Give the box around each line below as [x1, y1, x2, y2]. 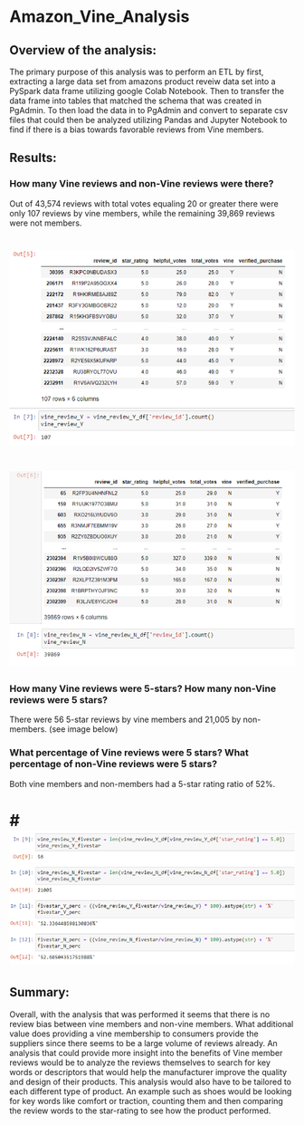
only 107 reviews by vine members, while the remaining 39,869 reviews [9, 207, 276, 218]
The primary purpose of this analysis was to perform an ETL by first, [9, 66, 264, 77]
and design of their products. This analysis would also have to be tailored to [9, 1076, 292, 1087]
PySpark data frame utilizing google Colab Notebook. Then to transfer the [9, 86, 285, 96]
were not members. [9, 217, 82, 228]
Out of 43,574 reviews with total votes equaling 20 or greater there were [9, 197, 279, 209]
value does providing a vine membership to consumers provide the [9, 1028, 260, 1039]
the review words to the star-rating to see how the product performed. [9, 1105, 271, 1116]
